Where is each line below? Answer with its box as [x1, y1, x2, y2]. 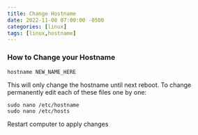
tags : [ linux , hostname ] [7, 29, 77, 37]
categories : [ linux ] [7, 23, 68, 30]
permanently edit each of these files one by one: [7, 88, 147, 96]
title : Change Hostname [7, 10, 77, 17]
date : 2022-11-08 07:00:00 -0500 [7, 17, 105, 24]
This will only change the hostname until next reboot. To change [7, 81, 192, 89]
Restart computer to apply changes [7, 120, 109, 128]
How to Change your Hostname [7, 53, 116, 63]
